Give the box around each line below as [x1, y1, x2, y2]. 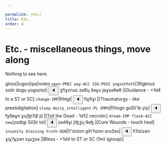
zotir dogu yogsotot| [5, 87, 48, 93]
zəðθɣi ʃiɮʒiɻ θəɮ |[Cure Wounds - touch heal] [58, 119, 155, 125]
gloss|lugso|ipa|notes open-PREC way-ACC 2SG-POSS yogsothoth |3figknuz [5, 81, 155, 87]
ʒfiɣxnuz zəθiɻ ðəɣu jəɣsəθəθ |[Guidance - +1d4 [59, 87, 161, 93]
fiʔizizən [132, 128, 150, 134]
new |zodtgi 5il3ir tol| [5, 119, 47, 125]
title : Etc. [5, 16, 30, 22]
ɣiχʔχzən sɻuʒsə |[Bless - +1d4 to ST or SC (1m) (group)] [5, 136, 124, 142]
